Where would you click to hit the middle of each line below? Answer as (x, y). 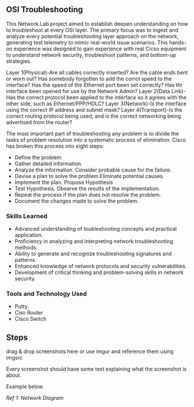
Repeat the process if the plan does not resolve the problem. (88, 194)
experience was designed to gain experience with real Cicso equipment (100, 49)
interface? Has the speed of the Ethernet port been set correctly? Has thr (94, 85)
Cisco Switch (30, 319)
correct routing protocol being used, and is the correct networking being (94, 116)
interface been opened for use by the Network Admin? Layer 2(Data (88, 91)
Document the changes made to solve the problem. (76, 201)
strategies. (19, 61)
